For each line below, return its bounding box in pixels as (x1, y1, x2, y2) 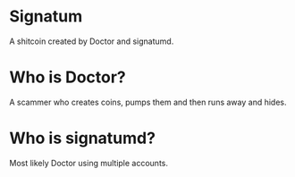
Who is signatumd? (9, 128, 156, 148)
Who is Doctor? (9, 67, 127, 88)
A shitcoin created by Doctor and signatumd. (9, 36, 174, 46)
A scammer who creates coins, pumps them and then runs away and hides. (9, 97, 287, 107)
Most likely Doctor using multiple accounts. (9, 157, 168, 168)
